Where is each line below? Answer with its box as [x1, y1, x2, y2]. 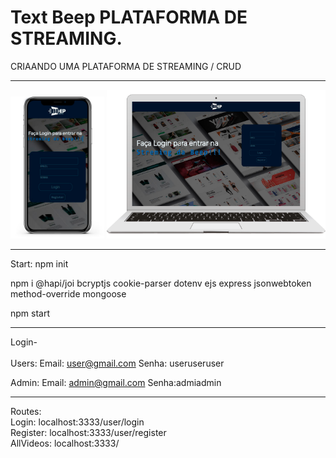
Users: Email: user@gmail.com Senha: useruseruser [10, 357, 225, 369]
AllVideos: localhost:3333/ [10, 437, 120, 449]
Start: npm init [10, 257, 69, 270]
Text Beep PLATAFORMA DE [10, 6, 248, 29]
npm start [10, 307, 51, 319]
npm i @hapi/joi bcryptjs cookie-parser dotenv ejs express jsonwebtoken [10, 277, 312, 289]
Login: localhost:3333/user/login [10, 416, 145, 428]
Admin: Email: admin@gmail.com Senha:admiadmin [10, 376, 222, 388]
